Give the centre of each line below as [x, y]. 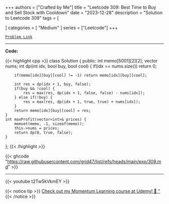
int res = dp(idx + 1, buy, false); [53, 84]
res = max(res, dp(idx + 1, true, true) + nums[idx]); [82, 102]
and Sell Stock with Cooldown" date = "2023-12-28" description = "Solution [84, 13]
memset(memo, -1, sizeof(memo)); [49, 124]
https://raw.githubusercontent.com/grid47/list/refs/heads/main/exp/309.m [84, 161]
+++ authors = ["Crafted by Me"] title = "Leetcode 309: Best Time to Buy [81, 7]
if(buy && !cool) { [35, 89]
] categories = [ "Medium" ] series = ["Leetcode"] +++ [62, 28]
